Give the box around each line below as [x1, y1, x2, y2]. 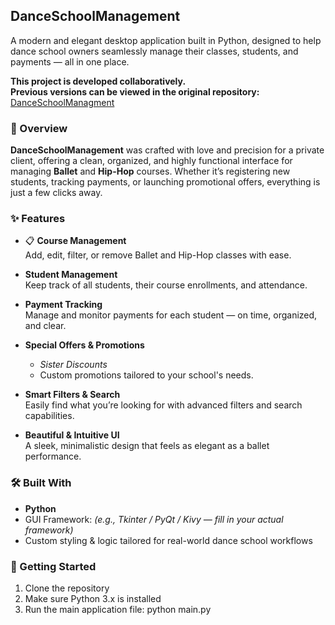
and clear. [24, 320, 67, 332]
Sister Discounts [39, 359, 108, 371]
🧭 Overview [10, 121, 68, 135]
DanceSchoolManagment [10, 96, 115, 108]
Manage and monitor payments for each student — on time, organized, [24, 309, 318, 321]
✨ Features [10, 212, 66, 226]
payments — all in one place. [10, 55, 130, 68]
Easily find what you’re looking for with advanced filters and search [24, 399, 303, 411]
